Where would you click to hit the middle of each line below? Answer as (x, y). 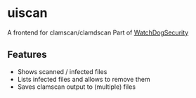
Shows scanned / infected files (62, 71)
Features (27, 55)
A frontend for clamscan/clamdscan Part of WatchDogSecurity (98, 32)
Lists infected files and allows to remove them (84, 79)
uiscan (27, 13)
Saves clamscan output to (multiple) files (76, 87)
